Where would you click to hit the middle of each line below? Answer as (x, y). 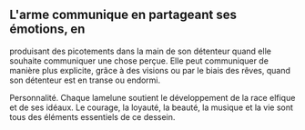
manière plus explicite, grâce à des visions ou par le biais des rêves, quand (150, 70)
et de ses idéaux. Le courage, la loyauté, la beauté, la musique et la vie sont (152, 107)
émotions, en (47, 30)
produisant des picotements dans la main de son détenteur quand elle (140, 51)
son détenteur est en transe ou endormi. (85, 80)
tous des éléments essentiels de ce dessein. (92, 116)
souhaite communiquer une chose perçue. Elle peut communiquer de (139, 60)
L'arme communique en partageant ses (123, 15)
